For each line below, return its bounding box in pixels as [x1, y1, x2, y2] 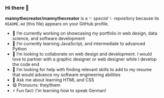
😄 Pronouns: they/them [12, 82, 60, 88]
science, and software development [12, 36, 85, 41]
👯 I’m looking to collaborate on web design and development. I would [12, 51, 152, 57]
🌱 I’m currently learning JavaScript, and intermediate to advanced [12, 41, 146, 47]
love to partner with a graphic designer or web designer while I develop [12, 56, 157, 62]
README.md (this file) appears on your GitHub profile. [5, 21, 109, 27]
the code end [12, 61, 39, 67]
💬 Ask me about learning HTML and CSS [12, 77, 94, 83]
